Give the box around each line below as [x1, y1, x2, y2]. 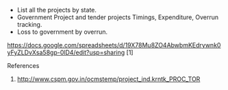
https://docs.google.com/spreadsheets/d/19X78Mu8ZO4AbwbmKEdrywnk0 [7, 41, 221, 49]
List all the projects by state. [16, 6, 97, 14]
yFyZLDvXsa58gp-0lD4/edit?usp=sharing [7, 48, 125, 56]
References [7, 62, 40, 69]
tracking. [16, 21, 42, 28]
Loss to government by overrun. [16, 27, 108, 36]
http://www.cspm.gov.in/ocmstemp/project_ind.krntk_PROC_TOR [16, 75, 201, 83]
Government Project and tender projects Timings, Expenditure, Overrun [16, 13, 219, 21]
